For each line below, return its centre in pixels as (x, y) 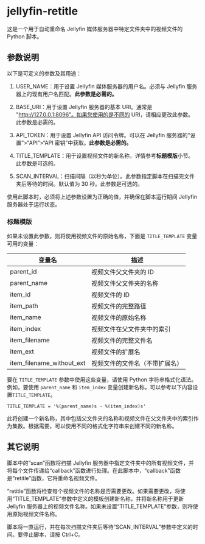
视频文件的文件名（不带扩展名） (137, 364)
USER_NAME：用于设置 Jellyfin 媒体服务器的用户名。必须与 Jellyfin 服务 (106, 86)
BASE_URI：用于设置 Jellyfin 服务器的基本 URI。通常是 (84, 107)
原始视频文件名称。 (36, 514)
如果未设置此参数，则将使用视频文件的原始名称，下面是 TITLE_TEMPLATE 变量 (102, 236)
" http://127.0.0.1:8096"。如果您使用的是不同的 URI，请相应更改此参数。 (105, 115)
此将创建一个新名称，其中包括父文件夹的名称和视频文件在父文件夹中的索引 (100, 419)
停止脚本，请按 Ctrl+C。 (53, 534)
